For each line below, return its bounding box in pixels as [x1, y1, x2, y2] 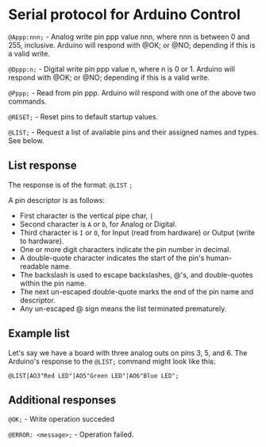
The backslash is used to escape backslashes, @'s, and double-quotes [19, 270, 253, 279]
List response [8, 159, 77, 173]
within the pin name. [19, 278, 87, 288]
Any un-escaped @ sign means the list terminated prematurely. [19, 304, 227, 313]
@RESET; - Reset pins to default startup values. [8, 111, 159, 121]
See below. [8, 135, 44, 145]
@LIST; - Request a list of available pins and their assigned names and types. [8, 127, 259, 137]
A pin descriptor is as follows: [8, 195, 106, 204]
